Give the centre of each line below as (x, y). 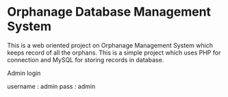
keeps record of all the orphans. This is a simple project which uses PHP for (114, 53)
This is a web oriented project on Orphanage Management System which (110, 45)
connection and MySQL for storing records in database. (86, 59)
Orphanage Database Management (109, 12)
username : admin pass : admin (51, 86)
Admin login (24, 73)
